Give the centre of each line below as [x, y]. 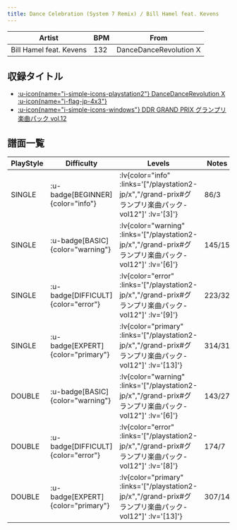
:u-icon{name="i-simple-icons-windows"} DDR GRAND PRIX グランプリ [122, 110]
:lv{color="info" [145, 175]
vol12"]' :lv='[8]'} [149, 466]
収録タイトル [35, 77]
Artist [48, 37]
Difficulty [81, 163]
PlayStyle [27, 163]
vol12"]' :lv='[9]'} [149, 315]
